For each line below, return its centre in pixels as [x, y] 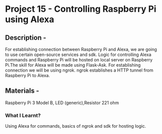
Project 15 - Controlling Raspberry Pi [81, 9]
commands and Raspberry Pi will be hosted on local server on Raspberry [79, 60]
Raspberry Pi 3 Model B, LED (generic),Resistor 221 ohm [62, 103]
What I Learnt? [23, 115]
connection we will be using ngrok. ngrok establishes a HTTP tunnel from [79, 70]
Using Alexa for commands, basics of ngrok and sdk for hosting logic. [76, 126]
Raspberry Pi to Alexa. [27, 75]
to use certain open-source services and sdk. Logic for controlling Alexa [78, 54]
